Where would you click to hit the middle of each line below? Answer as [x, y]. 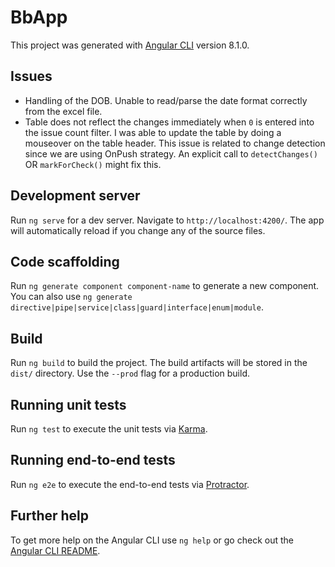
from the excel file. [63, 111]
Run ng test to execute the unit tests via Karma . [109, 429]
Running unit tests [68, 404]
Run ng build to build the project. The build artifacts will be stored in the [159, 363]
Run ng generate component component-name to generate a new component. [165, 286]
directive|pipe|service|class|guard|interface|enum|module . [137, 307]
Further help [50, 516]
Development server [75, 196]
